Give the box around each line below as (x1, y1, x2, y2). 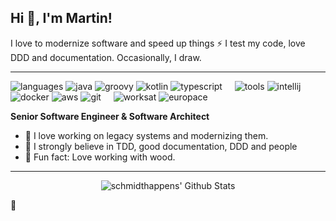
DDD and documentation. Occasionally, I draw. (10, 51, 202, 63)
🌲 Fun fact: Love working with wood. (24, 151, 176, 163)
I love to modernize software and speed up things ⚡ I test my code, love (10, 37, 306, 49)
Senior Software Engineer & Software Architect (10, 110, 210, 122)
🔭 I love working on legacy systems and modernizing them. (24, 129, 269, 141)
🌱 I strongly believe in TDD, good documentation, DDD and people (24, 140, 298, 152)
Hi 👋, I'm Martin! (10, 10, 113, 27)
